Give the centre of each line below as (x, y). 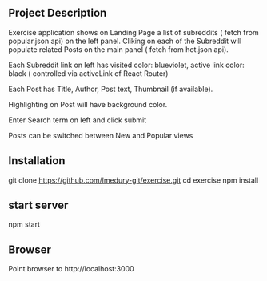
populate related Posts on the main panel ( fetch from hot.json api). (119, 49)
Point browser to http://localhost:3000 (71, 269)
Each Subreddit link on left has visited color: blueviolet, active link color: (127, 65)
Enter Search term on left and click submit (78, 120)
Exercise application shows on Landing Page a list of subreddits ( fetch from (133, 32)
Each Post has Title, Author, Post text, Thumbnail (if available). (111, 89)
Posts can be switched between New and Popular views (101, 135)
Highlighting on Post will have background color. (88, 104)
